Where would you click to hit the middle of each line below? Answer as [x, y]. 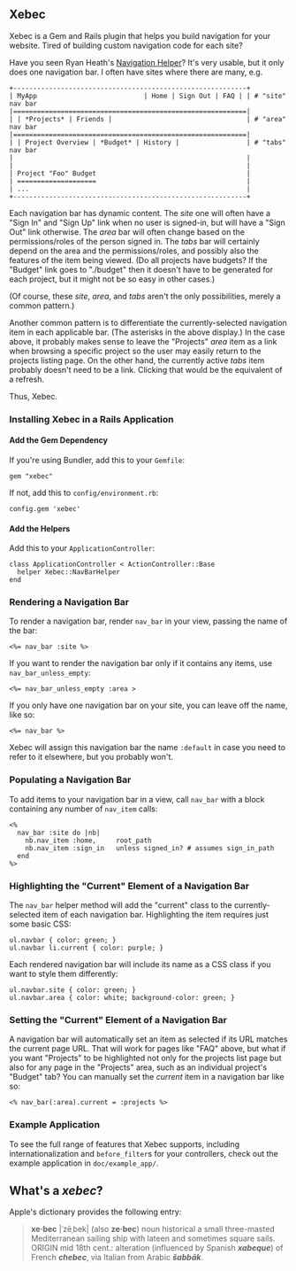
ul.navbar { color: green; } [63, 941]
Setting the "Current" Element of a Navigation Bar [118, 1019]
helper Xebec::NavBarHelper [69, 572]
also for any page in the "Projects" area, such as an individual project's [138, 1067]
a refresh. [27, 379]
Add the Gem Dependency [59, 440]
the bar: [23, 631]
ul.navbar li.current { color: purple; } [87, 948]
